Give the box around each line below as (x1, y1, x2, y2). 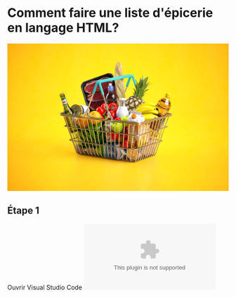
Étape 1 (7, 205, 40, 217)
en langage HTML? (7, 20, 119, 36)
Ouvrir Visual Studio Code (7, 283, 83, 291)
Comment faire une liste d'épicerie (7, 5, 214, 21)
